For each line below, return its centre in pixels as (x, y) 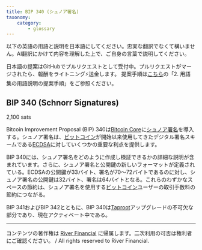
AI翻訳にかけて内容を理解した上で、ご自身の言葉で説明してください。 (103, 54)
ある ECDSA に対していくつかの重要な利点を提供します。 (91, 144)
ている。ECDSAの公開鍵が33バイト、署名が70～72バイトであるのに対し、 (98, 172)
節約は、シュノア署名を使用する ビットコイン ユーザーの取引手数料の (111, 187)
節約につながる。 (27, 195)
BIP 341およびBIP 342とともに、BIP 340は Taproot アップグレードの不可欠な (100, 207)
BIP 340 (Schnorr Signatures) (63, 103)
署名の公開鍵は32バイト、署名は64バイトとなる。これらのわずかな (105, 180)
